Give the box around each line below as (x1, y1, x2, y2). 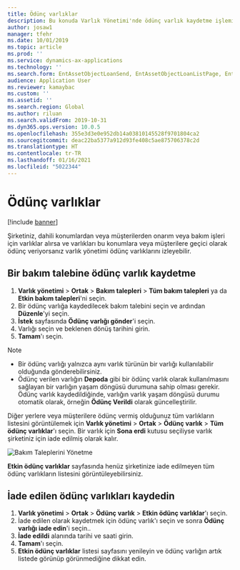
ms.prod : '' (7, 51, 43, 58)
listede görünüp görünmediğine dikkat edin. (17, 554, 146, 563)
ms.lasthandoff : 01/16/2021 (7, 156, 91, 164)
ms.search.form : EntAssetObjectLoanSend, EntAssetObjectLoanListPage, (7, 70, 222, 77)
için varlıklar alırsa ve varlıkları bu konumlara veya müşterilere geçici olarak (7, 239, 228, 247)
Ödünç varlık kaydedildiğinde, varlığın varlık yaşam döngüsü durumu (17, 390, 220, 399)
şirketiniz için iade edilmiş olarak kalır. (7, 434, 119, 443)
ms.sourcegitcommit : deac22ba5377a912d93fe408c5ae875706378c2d (7, 136, 200, 144)
